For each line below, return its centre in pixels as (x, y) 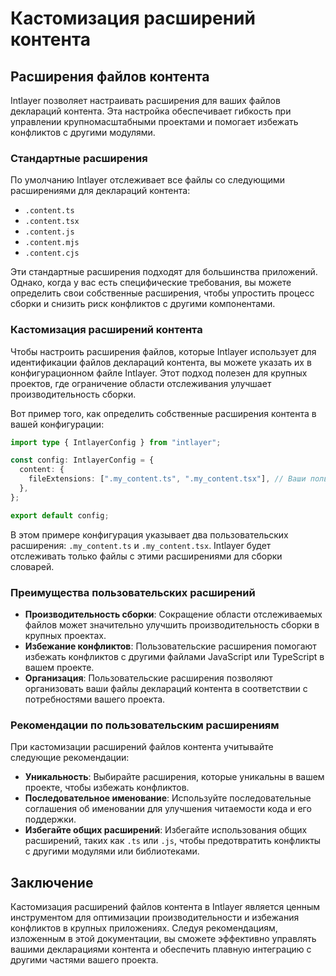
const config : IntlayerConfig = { (82, 460)
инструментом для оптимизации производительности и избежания (155, 918)
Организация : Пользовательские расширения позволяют (148, 678)
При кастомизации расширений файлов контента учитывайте (142, 747)
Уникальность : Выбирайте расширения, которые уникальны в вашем (174, 777)
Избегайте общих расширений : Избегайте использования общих (166, 830)
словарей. (32, 566)
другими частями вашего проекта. (84, 960)
